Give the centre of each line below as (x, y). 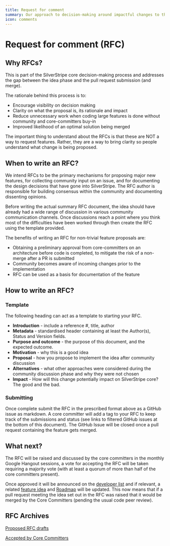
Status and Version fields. (39, 336)
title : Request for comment (35, 10)
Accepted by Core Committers (37, 538)
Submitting (19, 398)
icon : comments (21, 19)
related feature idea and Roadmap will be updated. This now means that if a (84, 489)
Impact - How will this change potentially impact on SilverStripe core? (85, 379)
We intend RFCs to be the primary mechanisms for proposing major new (80, 175)
